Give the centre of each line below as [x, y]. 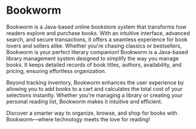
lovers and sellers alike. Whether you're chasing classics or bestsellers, [94, 46]
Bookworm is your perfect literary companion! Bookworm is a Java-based [97, 52]
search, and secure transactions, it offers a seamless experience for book [97, 39]
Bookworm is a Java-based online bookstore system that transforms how [97, 27]
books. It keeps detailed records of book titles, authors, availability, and [94, 64]
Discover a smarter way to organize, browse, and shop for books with [92, 113]
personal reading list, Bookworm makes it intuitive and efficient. [84, 101]
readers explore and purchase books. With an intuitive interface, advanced [98, 33]
